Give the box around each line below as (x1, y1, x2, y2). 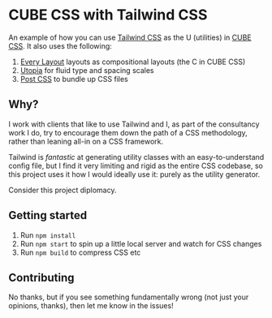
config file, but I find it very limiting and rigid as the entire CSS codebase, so (8, 161, 264, 170)
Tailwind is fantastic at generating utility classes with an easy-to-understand (8, 152, 265, 161)
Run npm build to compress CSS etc (19, 247, 141, 257)
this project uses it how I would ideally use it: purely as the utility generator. (8, 169, 261, 179)
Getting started (8, 208, 88, 222)
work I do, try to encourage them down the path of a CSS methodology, (8, 127, 248, 137)
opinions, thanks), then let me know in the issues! (8, 301, 174, 311)
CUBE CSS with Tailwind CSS (8, 6, 208, 24)
